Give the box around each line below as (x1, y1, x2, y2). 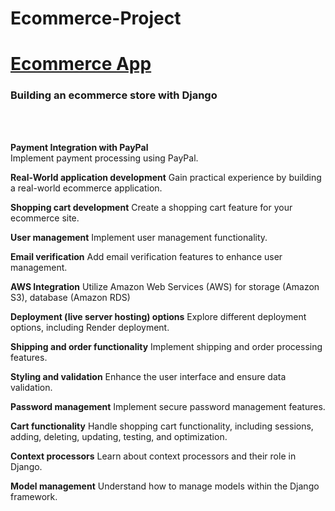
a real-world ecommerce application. (10, 182, 163, 194)
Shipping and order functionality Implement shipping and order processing (10, 340, 323, 352)
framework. (10, 490, 58, 502)
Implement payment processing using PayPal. (10, 152, 199, 164)
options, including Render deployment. (10, 321, 170, 333)
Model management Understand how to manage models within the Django (10, 480, 320, 492)
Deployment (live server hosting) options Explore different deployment (10, 310, 307, 322)
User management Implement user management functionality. (10, 231, 268, 243)
